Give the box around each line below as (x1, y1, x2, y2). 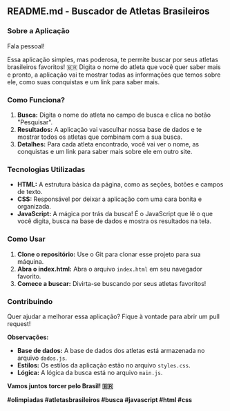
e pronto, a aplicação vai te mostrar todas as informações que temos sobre (7, 70, 221, 79)
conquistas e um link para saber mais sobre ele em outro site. (17, 147, 193, 155)
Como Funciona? (7, 95, 66, 104)
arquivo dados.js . (17, 354, 68, 362)
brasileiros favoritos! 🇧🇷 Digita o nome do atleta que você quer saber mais (7, 62, 221, 71)
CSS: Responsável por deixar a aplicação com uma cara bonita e (17, 195, 202, 203)
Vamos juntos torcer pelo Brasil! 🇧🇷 (7, 381, 113, 390)
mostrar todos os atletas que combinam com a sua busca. (17, 133, 183, 141)
